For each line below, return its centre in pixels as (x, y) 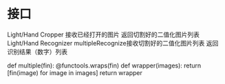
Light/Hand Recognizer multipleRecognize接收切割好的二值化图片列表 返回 (113, 43)
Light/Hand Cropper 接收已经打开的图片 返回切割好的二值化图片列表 (103, 34)
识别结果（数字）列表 (37, 52)
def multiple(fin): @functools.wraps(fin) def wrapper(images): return (104, 65)
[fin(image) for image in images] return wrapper (75, 72)
